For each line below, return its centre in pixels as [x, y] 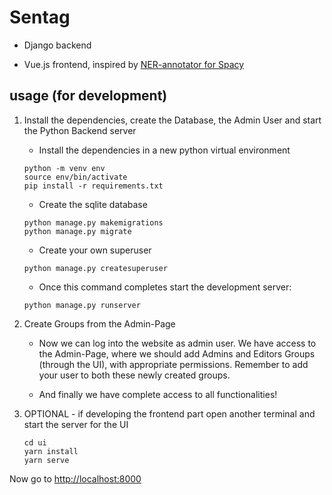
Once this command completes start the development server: [165, 287]
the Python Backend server [80, 130]
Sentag [40, 17]
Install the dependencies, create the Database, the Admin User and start [172, 120]
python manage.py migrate [77, 231]
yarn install [51, 451]
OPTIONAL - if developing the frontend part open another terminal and [169, 413]
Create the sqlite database [93, 204]
